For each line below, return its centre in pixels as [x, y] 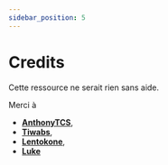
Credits [37, 62]
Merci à [23, 105]
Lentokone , [43, 142]
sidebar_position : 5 [47, 18]
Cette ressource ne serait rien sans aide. [84, 87]
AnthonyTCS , [47, 122]
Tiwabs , [37, 132]
